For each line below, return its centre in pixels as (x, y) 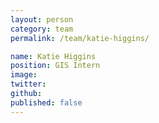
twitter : (28, 84)
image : (24, 75)
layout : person (42, 19)
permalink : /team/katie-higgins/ (80, 38)
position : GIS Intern (55, 66)
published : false (46, 102)
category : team (42, 29)
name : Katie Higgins (53, 56)
